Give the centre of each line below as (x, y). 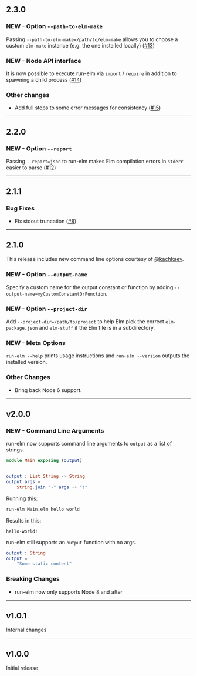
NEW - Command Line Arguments (55, 430)
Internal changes (26, 630)
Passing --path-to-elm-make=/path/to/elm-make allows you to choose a (92, 39)
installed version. (27, 362)
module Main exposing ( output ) (44, 461)
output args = (23, 482)
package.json (22, 329)
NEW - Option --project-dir (47, 309)
